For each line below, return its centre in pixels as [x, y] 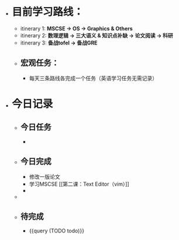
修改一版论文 [44, 176]
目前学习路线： [47, 12]
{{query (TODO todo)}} [57, 231]
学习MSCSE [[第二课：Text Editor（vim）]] [79, 184]
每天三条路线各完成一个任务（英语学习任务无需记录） [93, 78]
